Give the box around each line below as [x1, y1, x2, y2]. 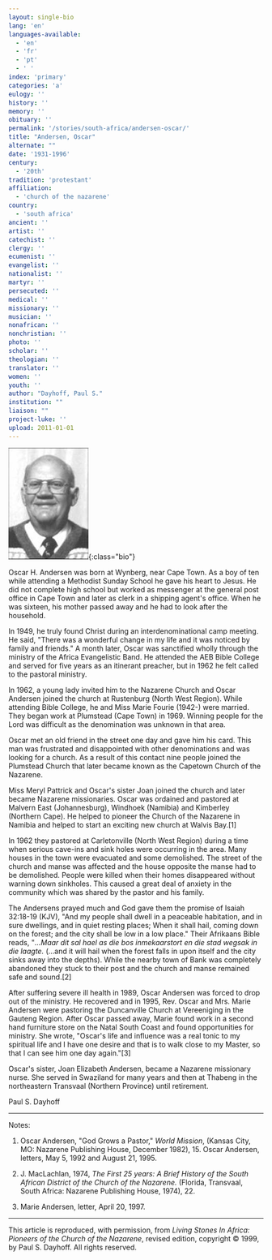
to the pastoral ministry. [8, 669, 87, 679]
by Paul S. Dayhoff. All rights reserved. [8, 1242, 138, 1252]
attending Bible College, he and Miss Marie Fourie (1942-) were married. [8, 702, 249, 712]
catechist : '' [8, 235, 57, 243]
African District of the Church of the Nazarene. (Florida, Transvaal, [19, 1177, 244, 1187]
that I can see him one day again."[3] [8, 1047, 131, 1058]
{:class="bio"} [88, 552, 136, 561]
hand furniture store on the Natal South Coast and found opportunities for [8, 1022, 254, 1032]
